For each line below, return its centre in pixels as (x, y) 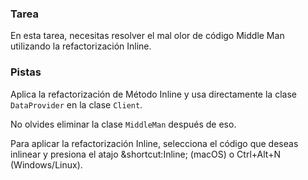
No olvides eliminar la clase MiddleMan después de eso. (123, 124)
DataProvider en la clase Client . (76, 104)
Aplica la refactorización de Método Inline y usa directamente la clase (153, 94)
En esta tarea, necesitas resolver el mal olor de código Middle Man (147, 36)
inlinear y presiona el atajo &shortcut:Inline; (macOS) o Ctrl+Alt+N (145, 154)
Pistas (26, 72)
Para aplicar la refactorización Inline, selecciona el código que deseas (154, 143)
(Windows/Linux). (46, 164)
